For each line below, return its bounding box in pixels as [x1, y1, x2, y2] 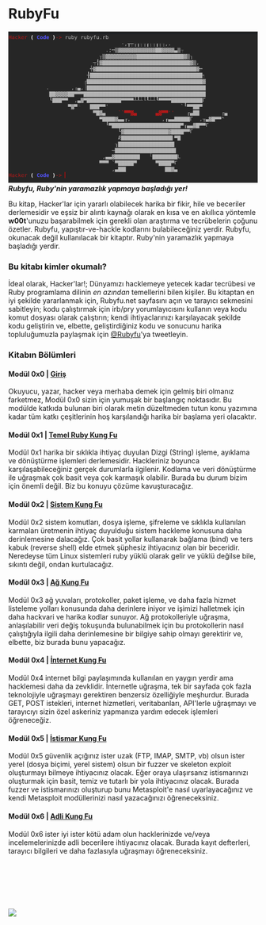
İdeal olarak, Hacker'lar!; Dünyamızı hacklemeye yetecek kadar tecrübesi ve [8, 279, 256, 289]
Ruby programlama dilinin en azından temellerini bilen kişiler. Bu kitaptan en [8, 287, 255, 297]
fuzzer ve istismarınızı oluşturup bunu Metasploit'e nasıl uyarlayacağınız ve [8, 785, 253, 794]
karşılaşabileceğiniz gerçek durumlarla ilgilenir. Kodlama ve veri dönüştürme [8, 465, 256, 474]
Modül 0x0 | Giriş [8, 369, 66, 378]
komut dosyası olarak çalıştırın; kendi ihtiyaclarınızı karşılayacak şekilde [8, 313, 241, 322]
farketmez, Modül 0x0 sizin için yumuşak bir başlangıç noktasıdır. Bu [8, 395, 232, 405]
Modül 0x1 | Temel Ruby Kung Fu [8, 430, 118, 439]
